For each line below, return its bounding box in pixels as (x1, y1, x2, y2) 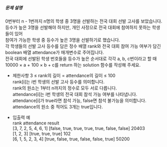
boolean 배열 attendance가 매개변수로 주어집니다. (5, 49, 104, 55)
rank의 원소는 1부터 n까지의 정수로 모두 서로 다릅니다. (12, 85, 117, 91)
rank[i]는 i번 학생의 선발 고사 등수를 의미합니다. (12, 78, 105, 84)
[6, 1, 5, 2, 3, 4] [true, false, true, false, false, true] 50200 (12, 135, 130, 142)
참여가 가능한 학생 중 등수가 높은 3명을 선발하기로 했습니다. (5, 36, 120, 42)
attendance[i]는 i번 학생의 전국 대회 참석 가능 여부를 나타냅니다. (12, 91, 137, 97)
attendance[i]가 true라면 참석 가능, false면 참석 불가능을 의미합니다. (12, 97, 146, 103)
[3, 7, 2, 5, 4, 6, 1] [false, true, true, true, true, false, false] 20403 (12, 125, 145, 131)
